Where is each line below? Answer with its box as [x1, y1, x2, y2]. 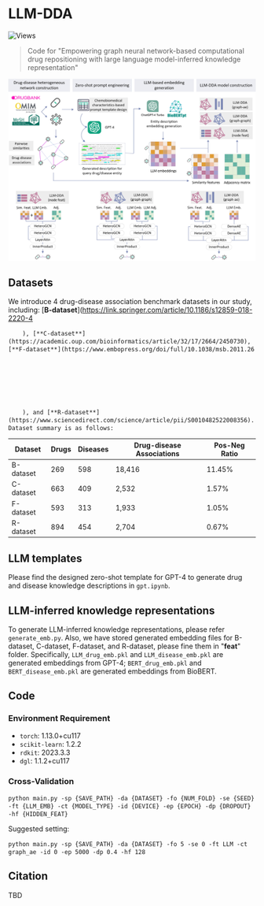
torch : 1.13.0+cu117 [19, 730, 81, 741]
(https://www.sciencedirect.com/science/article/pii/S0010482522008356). [8, 417, 255, 425]
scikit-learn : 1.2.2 [19, 739, 82, 748]
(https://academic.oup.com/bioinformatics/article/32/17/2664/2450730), [8, 338, 251, 346]
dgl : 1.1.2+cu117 [19, 756, 70, 765]
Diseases [78, 444, 109, 454]
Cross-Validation [8, 775, 75, 786]
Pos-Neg [214, 440, 245, 450]
